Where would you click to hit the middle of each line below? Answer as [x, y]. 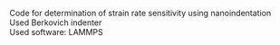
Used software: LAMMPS [57, 32]
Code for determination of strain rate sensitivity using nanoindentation [140, 13]
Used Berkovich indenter [56, 22]
